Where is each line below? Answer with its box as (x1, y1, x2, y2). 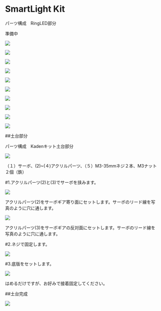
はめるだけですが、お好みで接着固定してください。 (5, 280, 107, 286)
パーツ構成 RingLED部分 (5, 20, 57, 26)
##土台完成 (5, 290, 28, 297)
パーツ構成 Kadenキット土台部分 (5, 143, 74, 149)
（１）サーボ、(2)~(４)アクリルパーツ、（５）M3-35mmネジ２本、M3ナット (5, 163, 157, 168)
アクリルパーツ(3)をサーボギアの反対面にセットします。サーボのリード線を (5, 224, 156, 231)
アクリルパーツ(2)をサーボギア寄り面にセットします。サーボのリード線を (5, 199, 151, 205)
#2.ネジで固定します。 (5, 241, 50, 247)
